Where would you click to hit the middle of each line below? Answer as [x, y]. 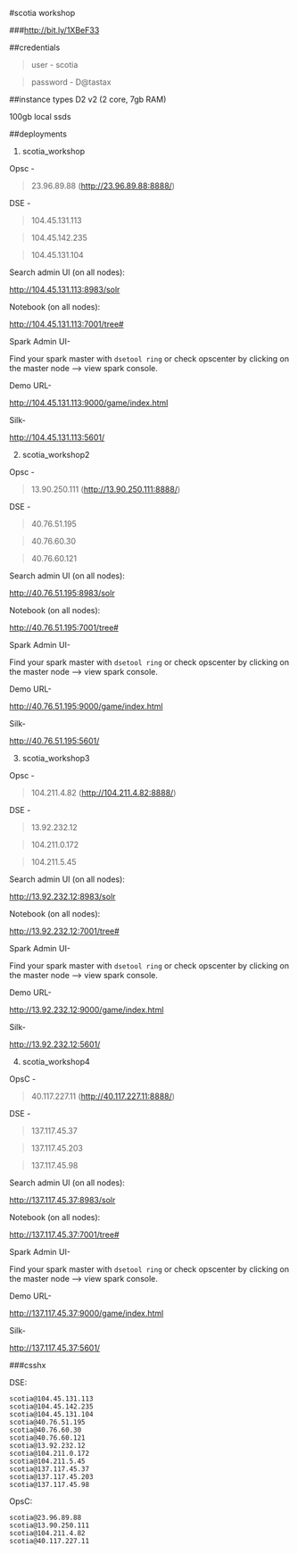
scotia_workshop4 [56, 1062]
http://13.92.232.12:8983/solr [62, 897]
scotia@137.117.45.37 [50, 1469]
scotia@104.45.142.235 [51, 1407]
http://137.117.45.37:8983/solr [62, 1200]
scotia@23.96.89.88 [46, 1517]
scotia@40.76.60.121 [48, 1438]
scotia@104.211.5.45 [48, 1461]
